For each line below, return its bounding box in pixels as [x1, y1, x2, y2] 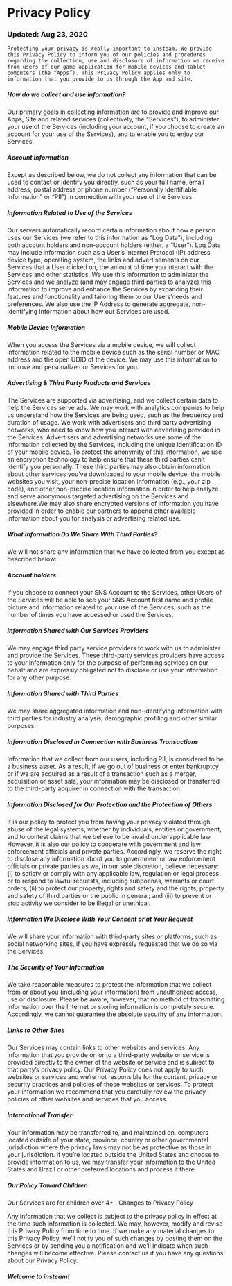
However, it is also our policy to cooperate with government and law [7, 840, 201, 848]
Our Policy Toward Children [7, 1181, 88, 1190]
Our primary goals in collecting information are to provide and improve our [7, 108, 220, 116]
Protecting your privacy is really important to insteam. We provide [7, 45, 213, 53]
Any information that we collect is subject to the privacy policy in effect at [7, 1212, 217, 1220]
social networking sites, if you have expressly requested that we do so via [7, 940, 218, 948]
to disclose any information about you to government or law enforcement [7, 855, 216, 863]
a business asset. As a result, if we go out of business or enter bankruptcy [7, 762, 220, 771]
